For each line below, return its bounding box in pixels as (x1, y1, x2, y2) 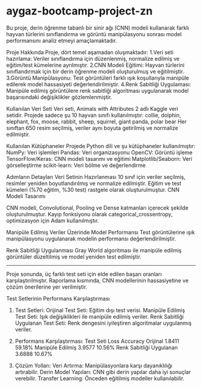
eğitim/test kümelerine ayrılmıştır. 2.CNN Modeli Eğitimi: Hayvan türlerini (6, 61, 185, 69)
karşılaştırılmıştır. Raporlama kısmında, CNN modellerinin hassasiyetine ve (6, 277, 189, 284)
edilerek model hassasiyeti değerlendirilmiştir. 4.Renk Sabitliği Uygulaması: (6, 80, 191, 88)
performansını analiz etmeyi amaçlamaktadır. (6, 37, 117, 44)
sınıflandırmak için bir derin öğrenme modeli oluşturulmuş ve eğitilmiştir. (6, 67, 185, 75)
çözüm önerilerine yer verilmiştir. (6, 283, 88, 290)
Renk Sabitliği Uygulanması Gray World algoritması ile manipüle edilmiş (6, 246, 182, 254)
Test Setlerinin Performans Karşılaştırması (6, 295, 110, 302)
